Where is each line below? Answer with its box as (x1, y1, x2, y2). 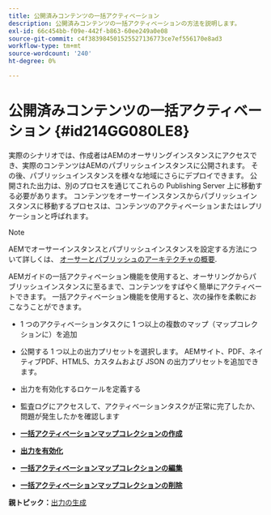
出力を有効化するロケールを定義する (19, 384, 142, 393)
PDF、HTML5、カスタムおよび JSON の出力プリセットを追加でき (40, 356, 259, 366)
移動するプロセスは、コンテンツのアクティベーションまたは (43, 200, 241, 211)
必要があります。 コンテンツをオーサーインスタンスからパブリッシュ (15, 191, 243, 200)
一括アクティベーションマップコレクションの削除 (19, 480, 183, 490)
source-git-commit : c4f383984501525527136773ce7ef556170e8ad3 (8, 34, 222, 43)
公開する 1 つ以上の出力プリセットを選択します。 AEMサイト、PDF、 (19, 346, 249, 356)
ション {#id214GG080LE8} (8, 122, 190, 140)
